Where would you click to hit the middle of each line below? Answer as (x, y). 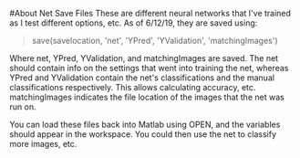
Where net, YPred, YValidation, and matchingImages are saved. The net (144, 58)
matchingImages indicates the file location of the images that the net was (147, 97)
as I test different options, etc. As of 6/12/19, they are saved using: (134, 23)
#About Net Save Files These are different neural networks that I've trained (150, 13)
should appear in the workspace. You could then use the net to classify (143, 134)
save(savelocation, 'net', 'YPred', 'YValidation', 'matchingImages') (155, 41)
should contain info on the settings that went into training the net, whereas (149, 68)
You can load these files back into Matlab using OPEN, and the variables (145, 124)
